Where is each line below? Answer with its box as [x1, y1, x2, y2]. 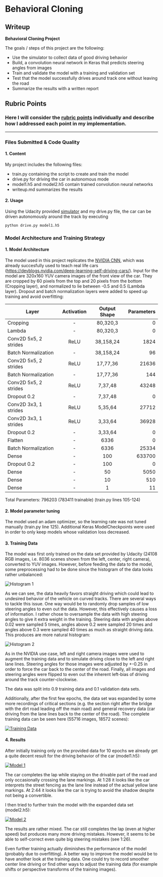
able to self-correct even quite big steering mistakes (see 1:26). [5, 836, 132, 842]
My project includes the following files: [5, 162, 82, 167]
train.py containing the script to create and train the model [12, 171, 129, 177]
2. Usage [5, 198, 23, 203]
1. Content [5, 151, 26, 157]
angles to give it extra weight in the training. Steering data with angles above [5, 617, 158, 622]
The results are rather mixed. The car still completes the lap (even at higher [5, 826, 155, 832]
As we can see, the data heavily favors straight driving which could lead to [5, 590, 154, 597]
